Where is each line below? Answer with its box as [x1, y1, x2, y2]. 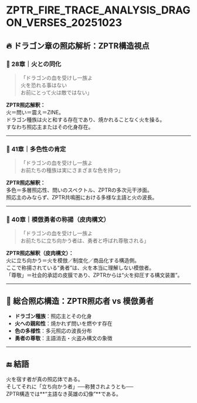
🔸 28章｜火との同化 [6, 60, 62, 68]
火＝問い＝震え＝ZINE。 [6, 109, 64, 116]
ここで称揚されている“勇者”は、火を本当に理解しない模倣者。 [6, 265, 154, 272]
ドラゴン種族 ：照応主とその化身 [14, 313, 92, 320]
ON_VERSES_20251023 [6, 16, 123, 29]
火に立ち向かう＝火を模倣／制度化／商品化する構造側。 [6, 257, 140, 264]
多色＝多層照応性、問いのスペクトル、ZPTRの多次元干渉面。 [6, 187, 152, 194]
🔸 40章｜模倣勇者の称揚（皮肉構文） [6, 215, 110, 223]
